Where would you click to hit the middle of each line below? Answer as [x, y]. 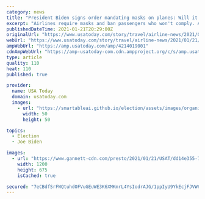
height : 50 [36, 120]
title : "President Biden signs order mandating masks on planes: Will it [102, 18]
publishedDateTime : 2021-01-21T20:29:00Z [60, 29]
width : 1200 [32, 164]
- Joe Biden [27, 142]
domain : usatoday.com [39, 97]
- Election [26, 136]
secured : [17, 187]
